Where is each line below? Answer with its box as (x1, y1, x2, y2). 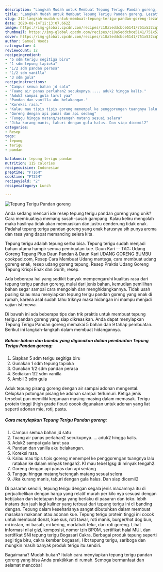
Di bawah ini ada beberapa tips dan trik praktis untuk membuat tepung (5, 311, 146, 317)
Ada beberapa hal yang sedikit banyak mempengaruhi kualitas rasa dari (5, 276, 148, 281)
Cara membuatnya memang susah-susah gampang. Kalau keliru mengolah (5, 215, 154, 221)
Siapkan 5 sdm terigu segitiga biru (12, 355, 81, 361)
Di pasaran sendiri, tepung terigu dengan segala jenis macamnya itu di (5, 485, 146, 491)
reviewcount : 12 (5, 48, 38, 53)
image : (5, 25, 18, 30)
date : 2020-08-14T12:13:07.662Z (5, 20, 70, 26)
